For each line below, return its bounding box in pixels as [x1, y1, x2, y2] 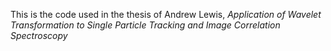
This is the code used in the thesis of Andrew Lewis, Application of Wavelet [10, 9, 322, 20]
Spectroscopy [10, 30, 68, 41]
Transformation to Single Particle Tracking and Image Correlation [10, 19, 281, 31]
